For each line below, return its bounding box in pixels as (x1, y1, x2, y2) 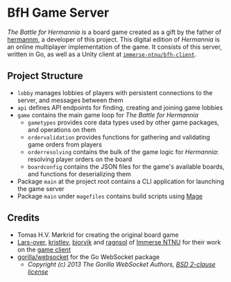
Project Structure (7, 70, 83, 82)
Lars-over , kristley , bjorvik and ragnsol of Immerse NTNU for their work (17, 238, 221, 246)
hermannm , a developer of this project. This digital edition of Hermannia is (7, 35, 220, 43)
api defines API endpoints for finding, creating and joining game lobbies (17, 103, 223, 112)
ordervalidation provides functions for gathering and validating (27, 133, 210, 141)
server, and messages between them (17, 96, 123, 104)
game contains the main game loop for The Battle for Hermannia (17, 110, 199, 119)
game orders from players (27, 140, 103, 149)
